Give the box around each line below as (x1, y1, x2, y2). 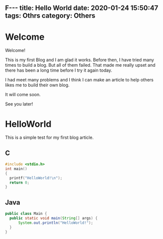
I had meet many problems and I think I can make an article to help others (5, 77, 154, 83)
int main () (5, 166, 27, 171)
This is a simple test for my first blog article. (5, 134, 94, 140)
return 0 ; (9, 180, 29, 185)
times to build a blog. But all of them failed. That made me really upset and (5, 62, 156, 68)
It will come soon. (5, 92, 41, 98)
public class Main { (5, 211, 48, 216)
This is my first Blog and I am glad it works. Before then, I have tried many (5, 57, 154, 63)
